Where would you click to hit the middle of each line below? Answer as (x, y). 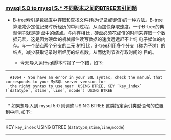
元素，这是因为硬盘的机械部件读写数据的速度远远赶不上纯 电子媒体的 (89, 39)
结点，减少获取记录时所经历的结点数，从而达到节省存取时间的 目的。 (84, 52)
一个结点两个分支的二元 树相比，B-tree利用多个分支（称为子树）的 (96, 46)
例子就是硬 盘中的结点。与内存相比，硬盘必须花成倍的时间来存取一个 (89, 33)
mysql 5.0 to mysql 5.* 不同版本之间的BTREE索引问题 (71, 8)
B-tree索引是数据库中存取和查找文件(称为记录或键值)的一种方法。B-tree (88, 20)
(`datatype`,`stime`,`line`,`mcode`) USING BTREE (59, 91)
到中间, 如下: (19, 112)
